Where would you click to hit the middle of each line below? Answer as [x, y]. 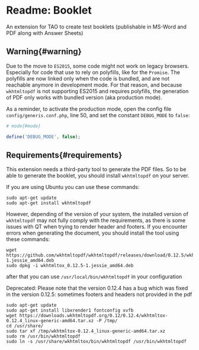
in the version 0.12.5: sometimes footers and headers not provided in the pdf [99, 294]
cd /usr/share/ [25, 326]
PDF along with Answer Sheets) [45, 33]
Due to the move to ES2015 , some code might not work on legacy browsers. [98, 66]
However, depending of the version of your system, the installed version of [97, 214]
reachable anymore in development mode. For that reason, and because [94, 85]
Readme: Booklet [49, 10]
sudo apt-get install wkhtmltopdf [49, 203]
